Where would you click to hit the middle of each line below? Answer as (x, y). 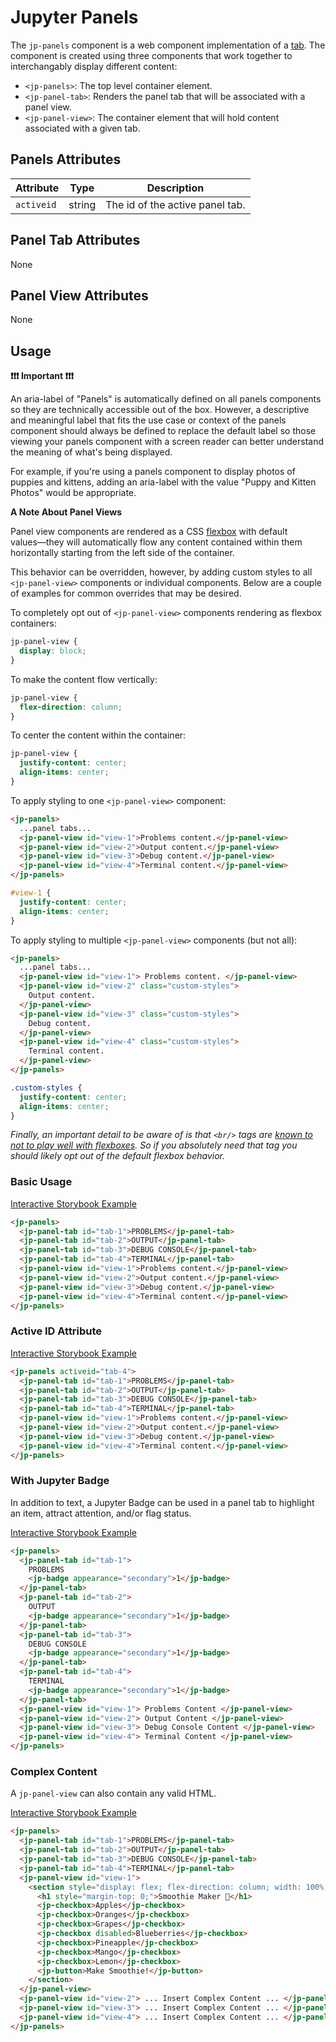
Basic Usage (41, 1182)
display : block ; (53, 651)
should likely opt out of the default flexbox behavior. (118, 1156)
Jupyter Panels (74, 17)
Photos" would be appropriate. (73, 493)
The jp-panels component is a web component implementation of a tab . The (168, 45)
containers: (33, 623)
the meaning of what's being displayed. (91, 452)
